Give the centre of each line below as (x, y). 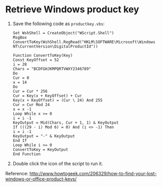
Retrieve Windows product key (72, 9)
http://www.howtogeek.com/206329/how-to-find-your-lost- (93, 173)
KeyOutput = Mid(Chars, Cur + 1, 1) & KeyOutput (66, 122)
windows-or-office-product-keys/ (41, 179)
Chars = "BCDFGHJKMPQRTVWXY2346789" (52, 69)
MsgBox (20, 37)
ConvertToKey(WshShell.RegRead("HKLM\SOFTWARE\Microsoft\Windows (84, 42)
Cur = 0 (21, 78)
